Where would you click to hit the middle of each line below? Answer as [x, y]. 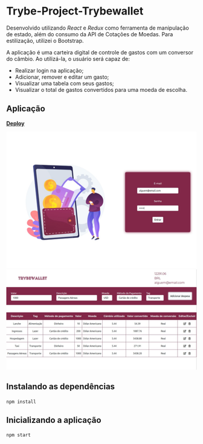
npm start [19, 435]
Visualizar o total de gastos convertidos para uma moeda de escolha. [101, 89]
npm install [21, 402]
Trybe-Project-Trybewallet [75, 11]
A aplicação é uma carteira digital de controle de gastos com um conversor [100, 52]
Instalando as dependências [61, 387]
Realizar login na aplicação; [49, 70]
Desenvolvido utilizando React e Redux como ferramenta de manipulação [98, 28]
